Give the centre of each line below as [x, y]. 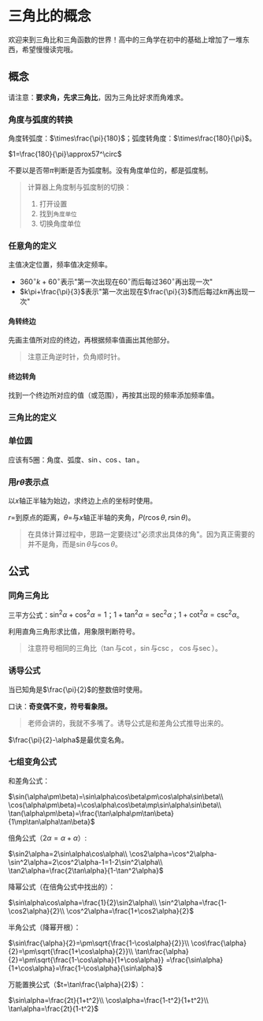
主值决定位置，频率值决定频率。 [60, 264]
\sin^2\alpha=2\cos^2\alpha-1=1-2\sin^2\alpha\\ [85, 862]
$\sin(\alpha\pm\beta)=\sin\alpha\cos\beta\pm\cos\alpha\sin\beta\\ [116, 796]
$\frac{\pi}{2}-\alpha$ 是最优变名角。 [68, 739]
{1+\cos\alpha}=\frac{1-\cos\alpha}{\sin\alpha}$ [85, 968]
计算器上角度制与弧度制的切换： [79, 187]
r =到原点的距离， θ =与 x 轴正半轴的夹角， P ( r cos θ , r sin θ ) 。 [102, 517]
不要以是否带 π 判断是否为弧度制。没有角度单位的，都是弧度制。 [110, 170]
